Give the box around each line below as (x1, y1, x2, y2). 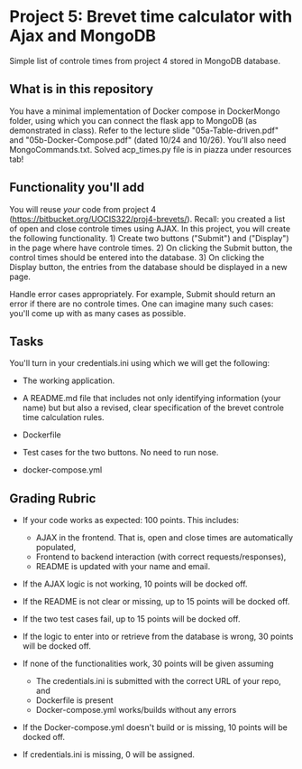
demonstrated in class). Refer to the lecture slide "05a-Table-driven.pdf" (9, 125, 279, 136)
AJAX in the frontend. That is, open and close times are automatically (35, 532, 294, 543)
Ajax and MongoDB (9, 25, 156, 46)
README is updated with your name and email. (35, 561, 211, 572)
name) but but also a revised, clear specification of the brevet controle (22, 402, 284, 413)
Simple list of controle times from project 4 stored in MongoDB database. (9, 55, 281, 66)
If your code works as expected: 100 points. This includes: (22, 515, 240, 526)
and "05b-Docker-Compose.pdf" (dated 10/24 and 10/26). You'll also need (9, 134, 287, 145)
